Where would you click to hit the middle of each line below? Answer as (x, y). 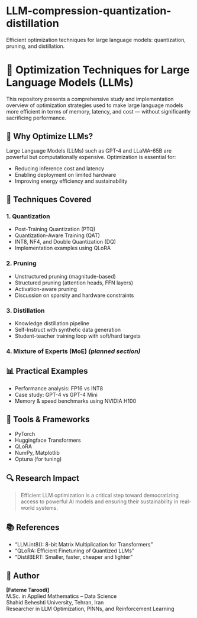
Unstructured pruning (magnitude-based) (65, 276)
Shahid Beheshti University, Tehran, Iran (55, 602)
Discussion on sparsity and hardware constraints (74, 295)
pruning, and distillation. (35, 46)
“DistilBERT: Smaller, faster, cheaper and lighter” (74, 557)
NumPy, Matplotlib (37, 452)
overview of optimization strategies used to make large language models (95, 105)
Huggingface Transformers (48, 440)
